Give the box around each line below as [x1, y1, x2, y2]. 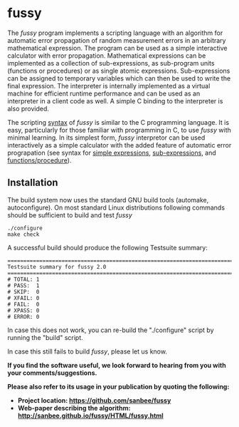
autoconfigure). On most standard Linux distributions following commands [7, 203, 225, 212]
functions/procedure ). [7, 155, 72, 165]
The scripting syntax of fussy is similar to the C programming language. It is [7, 118, 230, 126]
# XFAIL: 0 [7, 294, 40, 302]
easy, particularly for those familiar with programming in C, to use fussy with [7, 125, 231, 134]
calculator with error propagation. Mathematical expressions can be [7, 51, 206, 60]
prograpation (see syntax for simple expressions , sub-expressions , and [7, 148, 217, 157]
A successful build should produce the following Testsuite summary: [7, 243, 208, 252]
